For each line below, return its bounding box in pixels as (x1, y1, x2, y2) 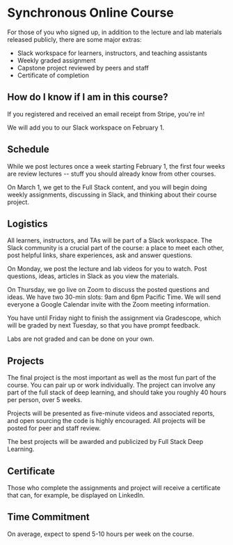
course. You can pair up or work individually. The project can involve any (7, 381, 216, 390)
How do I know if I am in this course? (7, 91, 168, 103)
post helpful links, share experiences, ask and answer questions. (7, 251, 193, 259)
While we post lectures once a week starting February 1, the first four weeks (7, 162, 225, 170)
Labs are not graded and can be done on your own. (7, 335, 154, 343)
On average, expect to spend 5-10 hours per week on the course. (7, 530, 195, 538)
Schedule (7, 144, 50, 155)
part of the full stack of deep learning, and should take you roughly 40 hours (7, 388, 227, 397)
